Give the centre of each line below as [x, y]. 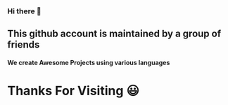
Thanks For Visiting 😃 [73, 91]
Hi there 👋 [25, 11]
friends [24, 45]
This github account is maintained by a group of [114, 34]
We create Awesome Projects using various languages [89, 62]
